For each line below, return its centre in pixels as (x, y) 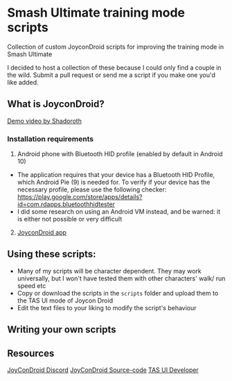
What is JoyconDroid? (56, 104)
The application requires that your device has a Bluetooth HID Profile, (116, 175)
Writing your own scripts (62, 330)
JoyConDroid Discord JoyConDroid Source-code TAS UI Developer (103, 370)
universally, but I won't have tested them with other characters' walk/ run (121, 278)
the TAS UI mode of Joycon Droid (65, 300)
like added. (23, 82)
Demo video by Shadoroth (44, 121)
